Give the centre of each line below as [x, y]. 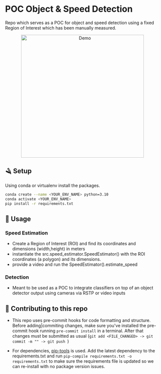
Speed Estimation [27, 233]
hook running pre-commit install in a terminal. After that [86, 331]
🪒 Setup [18, 171]
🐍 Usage [18, 219]
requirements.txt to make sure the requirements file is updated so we [83, 361]
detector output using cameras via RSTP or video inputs [69, 293]
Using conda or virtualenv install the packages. [53, 185]
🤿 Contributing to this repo [46, 308]
